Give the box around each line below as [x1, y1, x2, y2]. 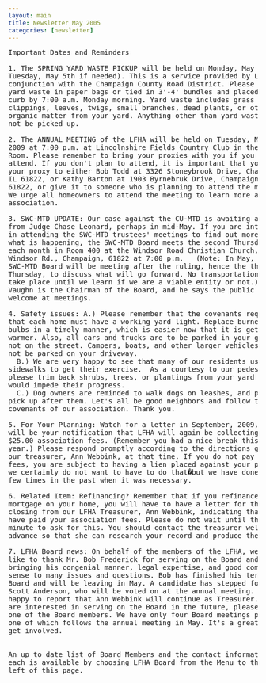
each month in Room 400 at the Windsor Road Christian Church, [8, 246, 259, 255]
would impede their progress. [8, 381, 126, 390]
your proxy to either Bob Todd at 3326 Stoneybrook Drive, [8, 167, 243, 176]
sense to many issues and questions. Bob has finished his [8, 571, 243, 580]
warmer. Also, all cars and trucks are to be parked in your [8, 334, 251, 342]
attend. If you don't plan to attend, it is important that [8, 159, 247, 168]
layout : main [8, 11, 51, 20]
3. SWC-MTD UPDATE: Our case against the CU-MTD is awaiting [8, 215, 251, 223]
